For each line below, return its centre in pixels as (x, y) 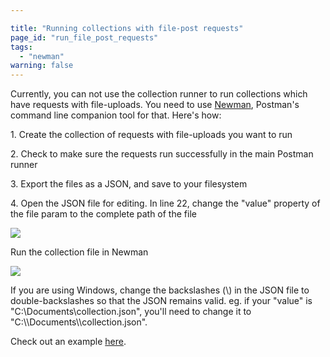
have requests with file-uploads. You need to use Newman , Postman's (155, 105)
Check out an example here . (68, 342)
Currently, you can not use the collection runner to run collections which (159, 94)
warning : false (42, 66)
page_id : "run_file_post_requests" (84, 37)
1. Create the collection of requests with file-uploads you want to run (151, 135)
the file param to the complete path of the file (103, 214)
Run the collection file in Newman (79, 252)
